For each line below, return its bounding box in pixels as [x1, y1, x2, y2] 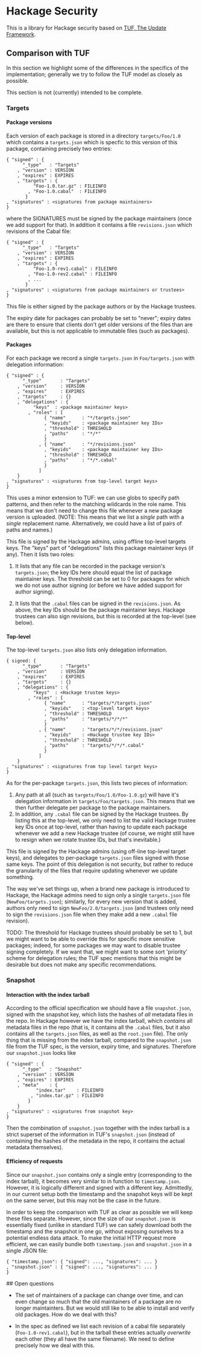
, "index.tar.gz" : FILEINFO [30, 1093, 104, 1099]
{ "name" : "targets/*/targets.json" [44, 700, 153, 706]
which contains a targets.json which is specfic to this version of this [6, 138, 178, 146]
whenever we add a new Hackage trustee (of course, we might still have [14, 830, 195, 837]
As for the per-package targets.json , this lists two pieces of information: [6, 780, 188, 787]
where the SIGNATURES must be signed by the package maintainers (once [6, 214, 192, 222]
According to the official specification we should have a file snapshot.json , [6, 1004, 192, 1012]
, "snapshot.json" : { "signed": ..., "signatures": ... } [6, 1264, 158, 1270]
